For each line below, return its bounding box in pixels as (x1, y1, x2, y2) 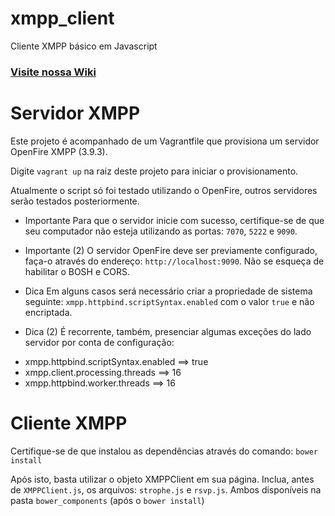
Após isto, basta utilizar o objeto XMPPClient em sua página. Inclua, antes (10, 473, 315, 485)
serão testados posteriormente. (10, 195, 140, 207)
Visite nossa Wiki (10, 65, 97, 79)
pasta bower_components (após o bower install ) (10, 494, 205, 506)
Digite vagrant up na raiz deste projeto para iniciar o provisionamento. (10, 165, 299, 177)
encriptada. (24, 306, 73, 318)
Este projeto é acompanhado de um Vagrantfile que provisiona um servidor (10, 135, 320, 147)
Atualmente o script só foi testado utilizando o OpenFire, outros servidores (10, 184, 318, 196)
